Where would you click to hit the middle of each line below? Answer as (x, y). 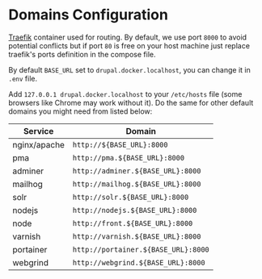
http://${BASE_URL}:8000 (120, 144)
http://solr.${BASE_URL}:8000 (131, 197)
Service (38, 131)
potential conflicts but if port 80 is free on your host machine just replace (129, 45)
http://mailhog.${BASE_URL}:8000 (137, 184)
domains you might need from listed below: (80, 111)
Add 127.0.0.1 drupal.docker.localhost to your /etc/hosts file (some (125, 94)
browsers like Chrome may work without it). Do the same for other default (131, 102)
